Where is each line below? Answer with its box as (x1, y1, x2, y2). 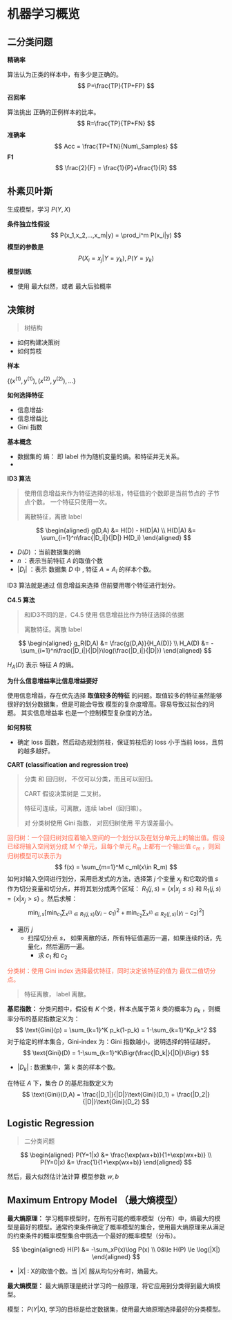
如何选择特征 (7, 391, 43, 400)
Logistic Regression (7, 1117, 95, 1129)
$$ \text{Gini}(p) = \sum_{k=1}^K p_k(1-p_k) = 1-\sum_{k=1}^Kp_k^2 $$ (15, 1026, 217, 1034)
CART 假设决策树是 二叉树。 (23, 789, 105, 797)
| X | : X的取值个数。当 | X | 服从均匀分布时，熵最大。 (17, 1267, 162, 1275)
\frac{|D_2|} (176, 1090, 211, 1099)
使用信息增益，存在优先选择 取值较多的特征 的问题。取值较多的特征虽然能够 (7, 691, 222, 699)
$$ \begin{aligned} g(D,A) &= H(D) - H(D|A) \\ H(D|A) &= (35, 526, 197, 534)
